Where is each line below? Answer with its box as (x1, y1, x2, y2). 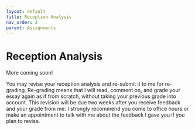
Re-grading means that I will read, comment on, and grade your (27, 87, 180, 94)
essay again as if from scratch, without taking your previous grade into (6, 93, 177, 100)
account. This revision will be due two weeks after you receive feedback (6, 99, 180, 106)
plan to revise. (6, 118, 40, 125)
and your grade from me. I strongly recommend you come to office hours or (6, 106, 189, 113)
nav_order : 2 (6, 19, 38, 25)
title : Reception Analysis (6, 14, 72, 20)
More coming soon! (6, 69, 53, 76)
